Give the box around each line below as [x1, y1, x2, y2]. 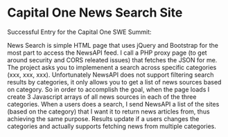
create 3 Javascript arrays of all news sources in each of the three [7, 92, 197, 101]
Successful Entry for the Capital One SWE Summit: [7, 28, 152, 36]
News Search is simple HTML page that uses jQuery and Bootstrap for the [7, 41, 218, 49]
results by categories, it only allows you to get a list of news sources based [7, 77, 222, 86]
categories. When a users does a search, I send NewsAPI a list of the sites [7, 100, 220, 108]
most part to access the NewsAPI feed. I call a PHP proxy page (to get [7, 48, 207, 57]
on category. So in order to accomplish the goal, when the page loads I [7, 85, 210, 93]
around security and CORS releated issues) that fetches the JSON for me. [7, 55, 218, 64]
